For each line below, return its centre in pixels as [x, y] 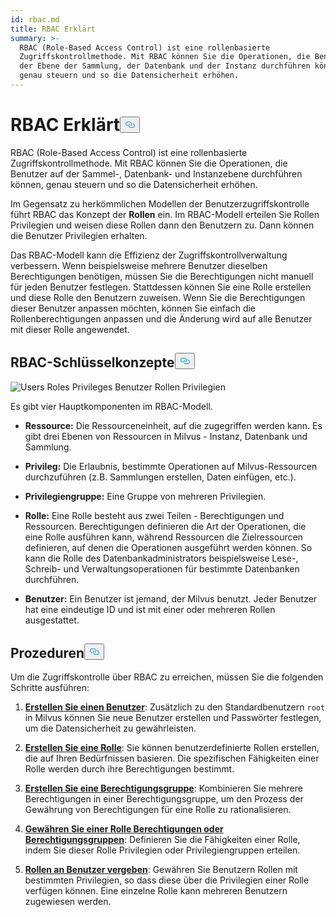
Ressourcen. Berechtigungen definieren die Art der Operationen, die [165, 526]
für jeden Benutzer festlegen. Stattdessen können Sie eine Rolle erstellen [161, 287]
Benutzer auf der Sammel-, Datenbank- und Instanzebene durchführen [156, 173]
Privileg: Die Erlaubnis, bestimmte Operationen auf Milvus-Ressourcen [171, 466]
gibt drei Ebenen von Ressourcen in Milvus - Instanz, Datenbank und [166, 436]
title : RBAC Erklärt [53, 29]
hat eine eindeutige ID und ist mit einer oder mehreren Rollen [150, 609]
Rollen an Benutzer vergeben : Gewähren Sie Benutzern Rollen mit [161, 870]
